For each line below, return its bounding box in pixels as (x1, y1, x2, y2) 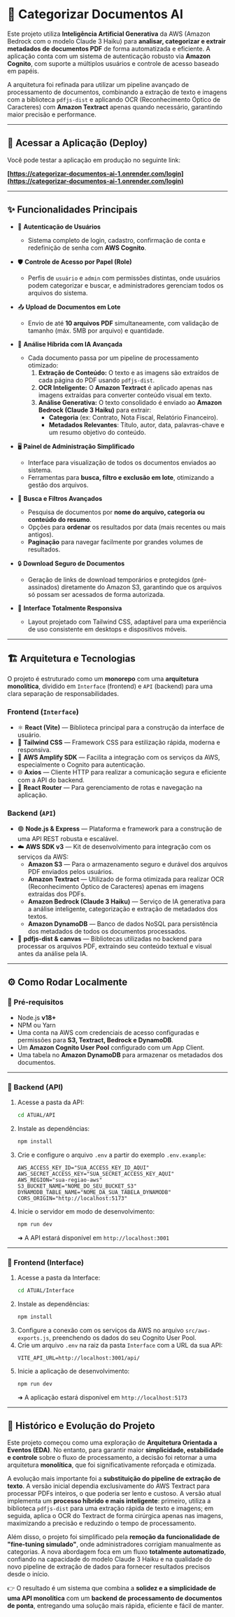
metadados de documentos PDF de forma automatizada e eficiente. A (7, 44, 211, 53)
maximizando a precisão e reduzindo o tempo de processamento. (7, 1519, 197, 1528)
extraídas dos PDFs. (27, 890, 86, 898)
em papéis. (7, 67, 40, 75)
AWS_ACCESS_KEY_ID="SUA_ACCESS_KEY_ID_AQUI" (17, 1164, 150, 1171)
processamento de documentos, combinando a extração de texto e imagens (7, 88, 227, 96)
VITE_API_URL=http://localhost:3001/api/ (17, 1354, 140, 1362)
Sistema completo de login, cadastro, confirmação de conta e (27, 236, 206, 244)
